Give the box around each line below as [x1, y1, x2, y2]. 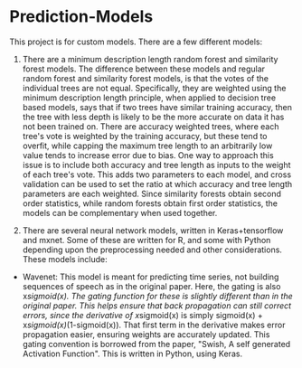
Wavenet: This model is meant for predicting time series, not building [22, 271, 279, 282]
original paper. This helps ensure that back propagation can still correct [22, 300, 292, 311]
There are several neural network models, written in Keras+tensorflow [22, 224, 284, 236]
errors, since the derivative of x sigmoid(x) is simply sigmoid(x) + [22, 309, 264, 320]
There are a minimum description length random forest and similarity [22, 53, 278, 64]
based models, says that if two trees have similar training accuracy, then [22, 101, 292, 112]
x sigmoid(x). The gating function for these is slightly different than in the [22, 290, 293, 301]
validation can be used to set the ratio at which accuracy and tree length [22, 178, 293, 189]
